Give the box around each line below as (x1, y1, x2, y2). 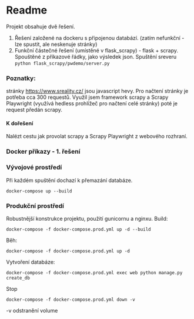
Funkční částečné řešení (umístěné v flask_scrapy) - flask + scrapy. (14, 46, 178, 54)
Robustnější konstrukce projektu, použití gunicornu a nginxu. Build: (6, 215, 168, 222)
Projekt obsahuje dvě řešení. (6, 23, 75, 30)
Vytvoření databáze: (6, 258, 55, 265)
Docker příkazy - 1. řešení (6, 148, 81, 156)
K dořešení (6, 119, 34, 127)
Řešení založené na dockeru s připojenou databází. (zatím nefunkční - (14, 34, 185, 41)
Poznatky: (6, 74, 36, 82)
